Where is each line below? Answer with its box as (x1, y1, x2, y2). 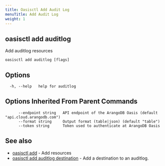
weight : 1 (5, 16, 26, 21)
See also (5, 137, 32, 145)
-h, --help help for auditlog (9, 84, 77, 89)
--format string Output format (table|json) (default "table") (18, 119, 161, 124)
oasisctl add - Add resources (12, 150, 72, 156)
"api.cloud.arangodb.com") (5, 115, 61, 120)
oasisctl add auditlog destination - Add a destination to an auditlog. (12, 155, 149, 161)
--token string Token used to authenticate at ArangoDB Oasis (18, 123, 161, 128)
